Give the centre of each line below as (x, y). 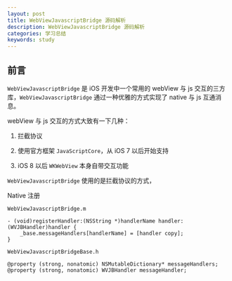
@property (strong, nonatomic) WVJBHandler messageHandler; (97, 270)
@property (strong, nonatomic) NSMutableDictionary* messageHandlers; (113, 264)
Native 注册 (24, 195)
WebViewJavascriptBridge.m (47, 209)
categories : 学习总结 (37, 33)
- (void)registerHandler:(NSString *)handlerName (82, 221)
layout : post (26, 14)
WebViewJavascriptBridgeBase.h (53, 251)
